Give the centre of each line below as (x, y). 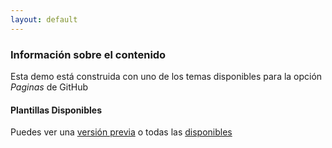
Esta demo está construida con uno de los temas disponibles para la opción (166, 76)
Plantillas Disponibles (56, 110)
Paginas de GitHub (49, 87)
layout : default (44, 19)
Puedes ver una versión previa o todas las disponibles (121, 132)
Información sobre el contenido (88, 54)
